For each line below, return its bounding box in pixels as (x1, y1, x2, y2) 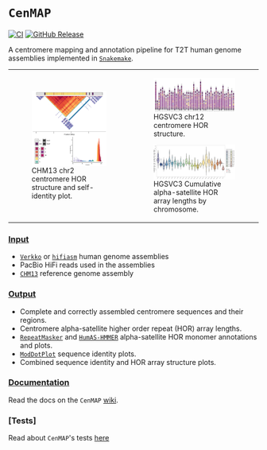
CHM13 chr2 (31, 166, 75, 176)
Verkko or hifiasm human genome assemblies (19, 252, 169, 262)
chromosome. (153, 204, 199, 214)
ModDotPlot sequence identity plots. (19, 349, 137, 359)
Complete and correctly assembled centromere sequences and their (19, 306, 244, 316)
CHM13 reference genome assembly (19, 269, 133, 278)
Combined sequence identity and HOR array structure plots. (19, 357, 217, 367)
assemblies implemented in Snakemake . (8, 53, 133, 63)
